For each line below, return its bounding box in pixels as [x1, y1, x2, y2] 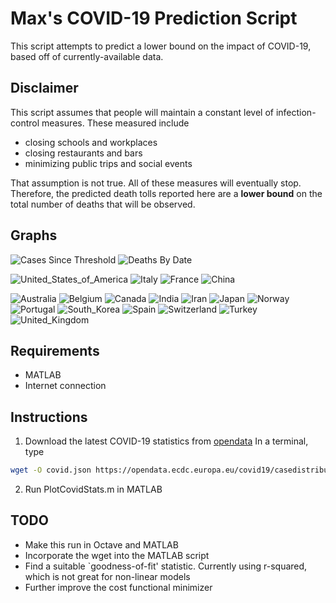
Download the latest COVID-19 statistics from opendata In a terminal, [24, 435, 309, 447]
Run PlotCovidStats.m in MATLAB [24, 483, 163, 496]
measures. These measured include [41, 117, 190, 129]
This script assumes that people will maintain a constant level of [10, 106, 274, 118]
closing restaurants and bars [24, 147, 143, 159]
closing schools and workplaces [24, 136, 158, 148]
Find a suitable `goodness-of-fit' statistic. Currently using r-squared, [24, 560, 308, 572]
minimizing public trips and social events [24, 157, 193, 169]
